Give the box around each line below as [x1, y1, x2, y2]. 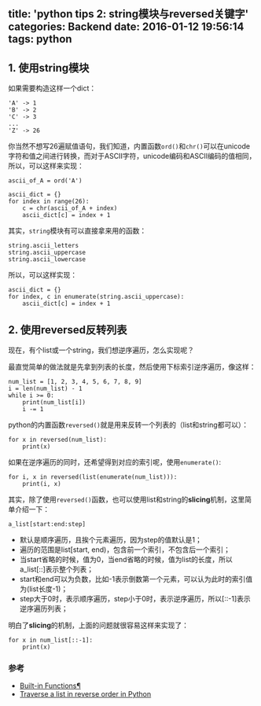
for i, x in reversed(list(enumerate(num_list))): [8, 473, 178, 481]
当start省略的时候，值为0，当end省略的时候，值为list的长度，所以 [19, 555, 233, 564]
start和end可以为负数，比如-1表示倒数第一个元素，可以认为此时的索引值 [19, 575, 253, 584]
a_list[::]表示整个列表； [19, 564, 94, 574]
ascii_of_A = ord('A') [8, 177, 83, 185]
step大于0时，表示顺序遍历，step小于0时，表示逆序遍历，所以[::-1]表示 [19, 594, 252, 604]
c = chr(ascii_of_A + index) [22, 204, 118, 212]
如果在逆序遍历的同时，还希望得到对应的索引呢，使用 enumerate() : [8, 458, 222, 467]
